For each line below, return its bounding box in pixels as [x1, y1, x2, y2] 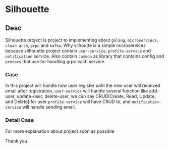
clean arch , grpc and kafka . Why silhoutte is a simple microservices [5, 42, 146, 48]
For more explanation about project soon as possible [5, 128, 115, 134]
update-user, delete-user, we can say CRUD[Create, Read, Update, [17, 93, 156, 100]
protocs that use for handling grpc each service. [5, 59, 106, 64]
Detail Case [5, 117, 34, 124]
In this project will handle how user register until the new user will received [5, 82, 160, 89]
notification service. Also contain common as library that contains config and [5, 53, 164, 59]
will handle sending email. [22, 104, 76, 110]
